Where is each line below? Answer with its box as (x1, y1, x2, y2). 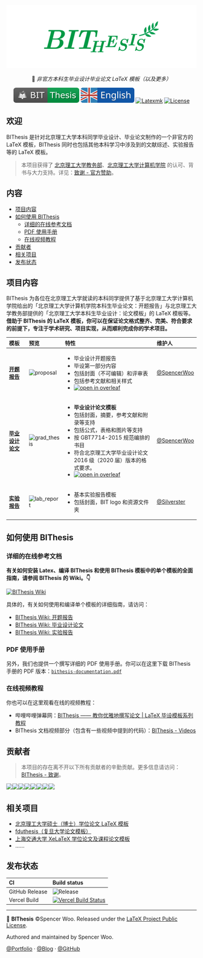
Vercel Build (8, 896, 39, 904)
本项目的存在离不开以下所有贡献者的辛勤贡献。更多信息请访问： (21, 764, 180, 771)
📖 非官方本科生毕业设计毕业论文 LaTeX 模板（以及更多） (31, 76, 172, 82)
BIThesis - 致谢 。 (21, 771, 65, 779)
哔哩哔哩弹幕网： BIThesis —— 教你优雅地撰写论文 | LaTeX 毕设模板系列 (14, 712, 193, 719)
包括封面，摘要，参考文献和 (73, 411, 143, 419)
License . (6, 922, 28, 929)
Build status (52, 879, 83, 886)
